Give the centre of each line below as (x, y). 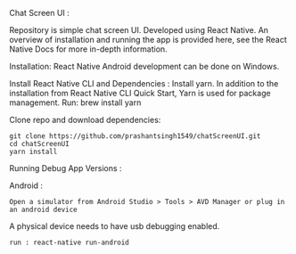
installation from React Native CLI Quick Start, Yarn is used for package (140, 93)
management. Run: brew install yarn (75, 102)
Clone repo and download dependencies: (85, 120)
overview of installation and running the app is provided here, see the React (148, 40)
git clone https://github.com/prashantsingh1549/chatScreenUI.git (135, 136)
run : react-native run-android (69, 242)
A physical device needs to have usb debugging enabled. (115, 226)
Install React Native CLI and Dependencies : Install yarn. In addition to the (144, 83)
